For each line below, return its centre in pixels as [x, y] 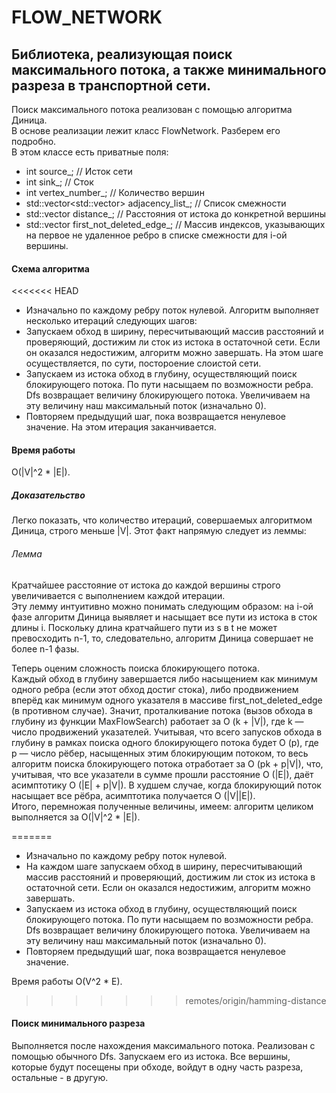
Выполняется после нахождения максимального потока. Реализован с [163, 1045]
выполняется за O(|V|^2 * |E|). [76, 817]
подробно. [34, 141]
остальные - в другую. [60, 1077]
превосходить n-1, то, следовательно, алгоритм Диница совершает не [162, 638]
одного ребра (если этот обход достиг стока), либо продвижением [155, 689]
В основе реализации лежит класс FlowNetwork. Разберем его [146, 130]
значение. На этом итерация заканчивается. [121, 427]
